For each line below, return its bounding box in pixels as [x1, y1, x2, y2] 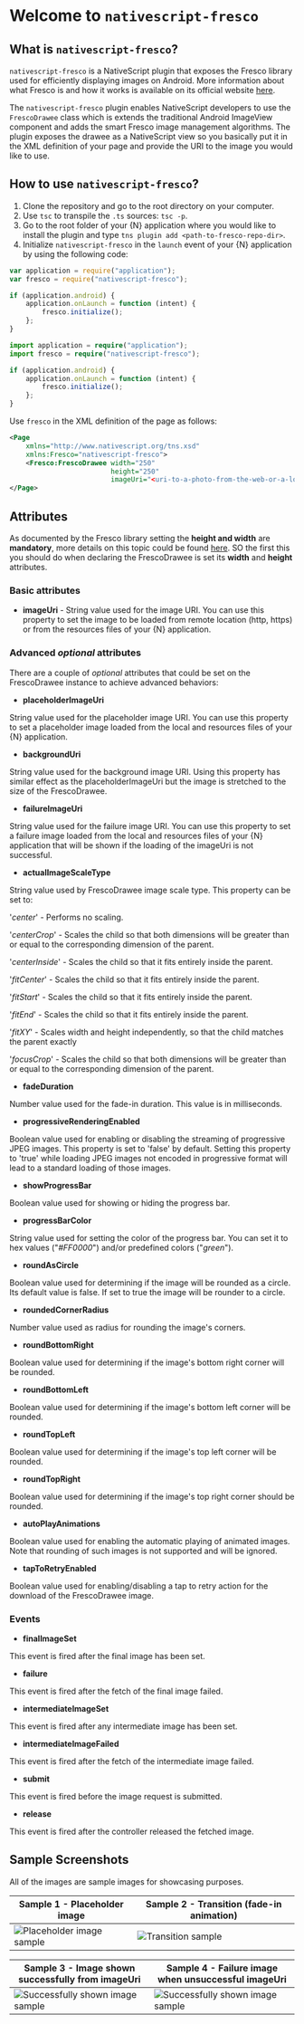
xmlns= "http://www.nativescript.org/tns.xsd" [25, 441, 201, 451]
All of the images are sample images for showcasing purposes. [9, 1876, 244, 1887]
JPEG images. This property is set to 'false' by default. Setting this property [9, 1142, 291, 1154]
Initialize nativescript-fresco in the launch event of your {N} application [22, 239, 292, 250]
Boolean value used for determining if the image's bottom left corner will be [9, 1401, 291, 1412]
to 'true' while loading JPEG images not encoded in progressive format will [9, 1152, 288, 1163]
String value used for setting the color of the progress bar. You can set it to [9, 1232, 289, 1243]
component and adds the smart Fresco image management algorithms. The [9, 121, 291, 132]
